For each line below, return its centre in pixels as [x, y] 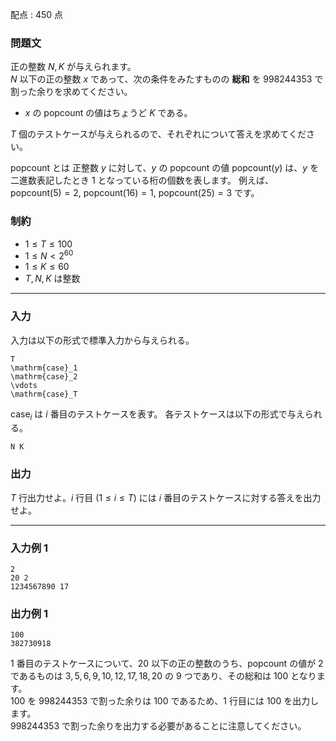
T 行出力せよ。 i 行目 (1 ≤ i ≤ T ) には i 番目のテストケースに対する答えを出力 [166, 497]
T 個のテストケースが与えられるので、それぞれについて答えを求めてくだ [158, 134]
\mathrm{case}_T [44, 394]
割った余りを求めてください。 [71, 92]
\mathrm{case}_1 [44, 368]
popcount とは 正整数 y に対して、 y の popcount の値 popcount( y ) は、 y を [165, 168]
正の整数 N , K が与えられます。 [73, 67]
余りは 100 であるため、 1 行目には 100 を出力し [222, 701]
